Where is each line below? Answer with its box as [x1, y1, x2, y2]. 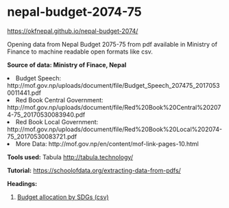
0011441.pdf [7, 89, 41, 97]
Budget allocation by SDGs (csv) [16, 193, 109, 201]
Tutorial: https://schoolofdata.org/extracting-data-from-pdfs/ [7, 166, 182, 174]
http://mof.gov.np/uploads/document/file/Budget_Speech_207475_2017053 [7, 81, 221, 89]
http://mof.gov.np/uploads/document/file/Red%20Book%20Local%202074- [7, 125, 223, 133]
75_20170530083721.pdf [7, 132, 77, 141]
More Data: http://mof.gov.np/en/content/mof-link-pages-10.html [16, 139, 199, 148]
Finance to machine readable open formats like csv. [7, 47, 153, 56]
